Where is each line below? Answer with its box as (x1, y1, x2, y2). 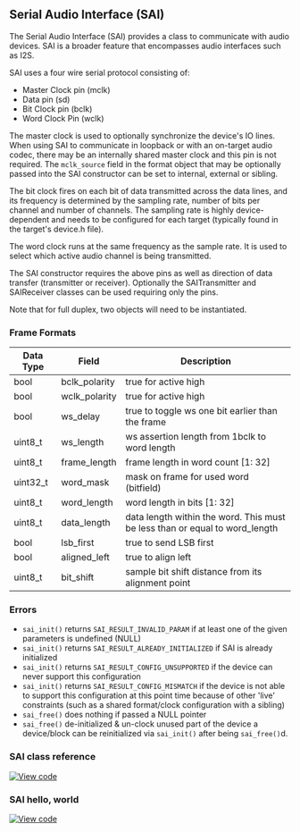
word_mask (61, 476, 110, 489)
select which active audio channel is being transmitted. (9, 250, 212, 261)
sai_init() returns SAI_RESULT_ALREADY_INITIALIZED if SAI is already (21, 643, 273, 653)
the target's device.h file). (9, 223, 104, 234)
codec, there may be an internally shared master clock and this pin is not (9, 149, 277, 160)
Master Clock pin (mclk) (21, 84, 111, 95)
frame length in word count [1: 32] (125, 456, 271, 468)
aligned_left (61, 551, 110, 564)
